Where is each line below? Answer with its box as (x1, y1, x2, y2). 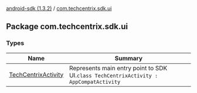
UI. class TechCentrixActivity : (69, 71, 158, 79)
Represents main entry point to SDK (69, 64, 168, 72)
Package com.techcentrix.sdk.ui (6, 22, 128, 31)
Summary (114, 54, 142, 62)
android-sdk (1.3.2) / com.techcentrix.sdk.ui (6, 5, 112, 12)
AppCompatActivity (69, 78, 121, 85)
